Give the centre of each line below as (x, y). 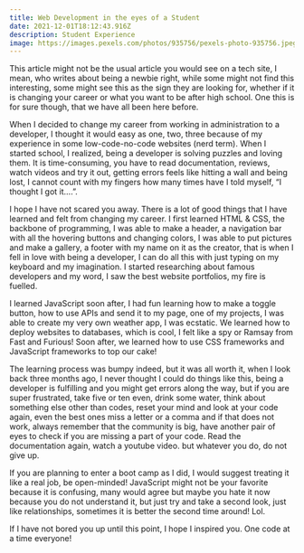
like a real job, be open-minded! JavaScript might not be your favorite (139, 483)
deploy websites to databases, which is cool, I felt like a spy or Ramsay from (152, 333)
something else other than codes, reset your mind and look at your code (144, 408)
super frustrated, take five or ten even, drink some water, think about (138, 398)
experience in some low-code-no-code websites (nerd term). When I (138, 144)
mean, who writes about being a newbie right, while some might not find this (152, 79)
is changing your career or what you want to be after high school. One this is (152, 98)
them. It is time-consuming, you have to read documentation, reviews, (140, 163)
